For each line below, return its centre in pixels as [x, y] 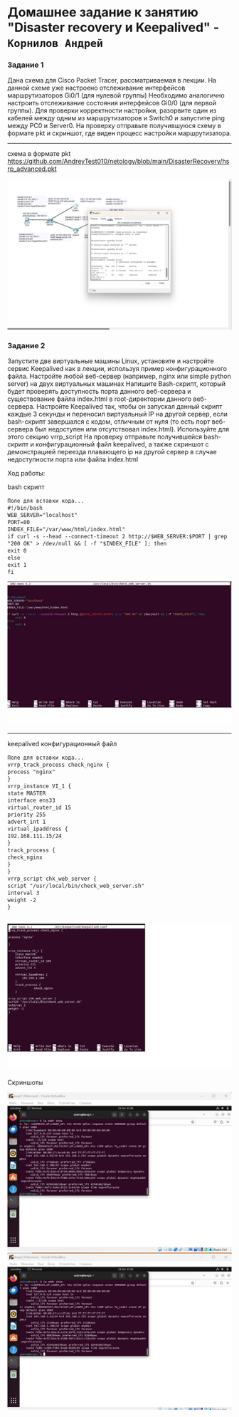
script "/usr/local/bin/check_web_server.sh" [76, 886]
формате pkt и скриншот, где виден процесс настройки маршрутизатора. [119, 133]
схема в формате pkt [39, 154]
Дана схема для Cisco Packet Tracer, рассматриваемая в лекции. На [112, 80]
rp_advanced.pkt [32, 169]
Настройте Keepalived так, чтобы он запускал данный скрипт [129, 407]
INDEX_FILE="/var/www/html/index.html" [67, 530]
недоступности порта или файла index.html [73, 459]
